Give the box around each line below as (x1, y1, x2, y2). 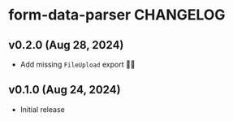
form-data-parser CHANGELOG (8, 6, 226, 24)
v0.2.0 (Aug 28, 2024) (8, 38, 124, 52)
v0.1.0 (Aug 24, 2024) (8, 83, 121, 97)
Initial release (19, 104, 65, 115)
